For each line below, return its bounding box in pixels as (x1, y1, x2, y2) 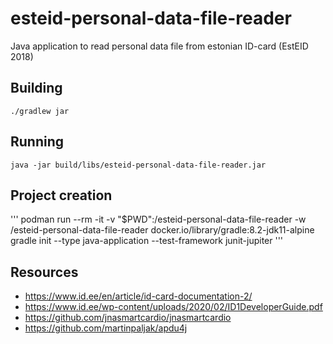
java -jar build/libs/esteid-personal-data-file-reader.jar (10, 160, 267, 170)
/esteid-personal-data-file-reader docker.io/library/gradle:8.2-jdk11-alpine (10, 224, 315, 236)
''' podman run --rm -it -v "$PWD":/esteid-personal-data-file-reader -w (10, 213, 307, 226)
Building (10, 80, 63, 97)
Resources (10, 263, 79, 281)
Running (10, 133, 65, 151)
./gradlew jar (10, 106, 70, 116)
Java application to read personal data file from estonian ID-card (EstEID (10, 40, 309, 52)
